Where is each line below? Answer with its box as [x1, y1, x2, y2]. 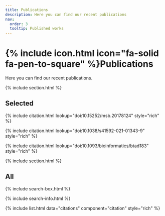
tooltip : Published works [10, 26, 64, 31]
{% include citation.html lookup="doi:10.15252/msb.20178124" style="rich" [5, 113, 159, 119]
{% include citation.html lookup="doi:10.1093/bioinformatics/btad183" [5, 143, 149, 149]
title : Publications [5, 7, 49, 13]
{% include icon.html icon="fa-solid [5, 48, 159, 59]
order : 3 [10, 21, 28, 27]
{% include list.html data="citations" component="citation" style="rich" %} [5, 205, 160, 211]
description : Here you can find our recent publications [5, 12, 127, 17]
